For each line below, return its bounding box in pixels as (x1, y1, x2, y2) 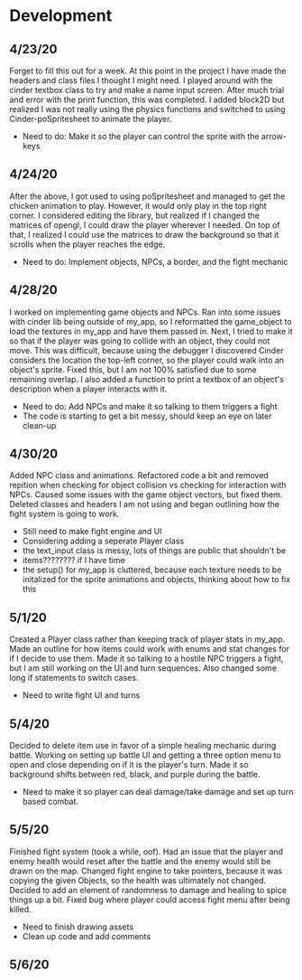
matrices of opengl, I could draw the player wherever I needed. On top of (9, 219, 280, 231)
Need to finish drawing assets (22, 921, 133, 932)
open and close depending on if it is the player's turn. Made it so (9, 759, 250, 770)
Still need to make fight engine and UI (22, 526, 162, 537)
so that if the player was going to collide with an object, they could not (9, 335, 270, 346)
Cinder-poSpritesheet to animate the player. (9, 114, 172, 124)
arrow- (261, 131, 287, 141)
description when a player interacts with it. (9, 383, 168, 394)
